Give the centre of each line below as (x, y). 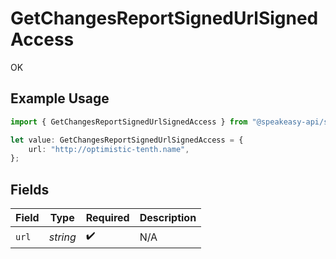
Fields (30, 189)
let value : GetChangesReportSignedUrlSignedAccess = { (127, 140)
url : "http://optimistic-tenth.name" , (109, 149)
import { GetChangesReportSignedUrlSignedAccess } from (129, 122)
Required (107, 218)
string (62, 237)
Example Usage (60, 98)
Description (168, 218)
